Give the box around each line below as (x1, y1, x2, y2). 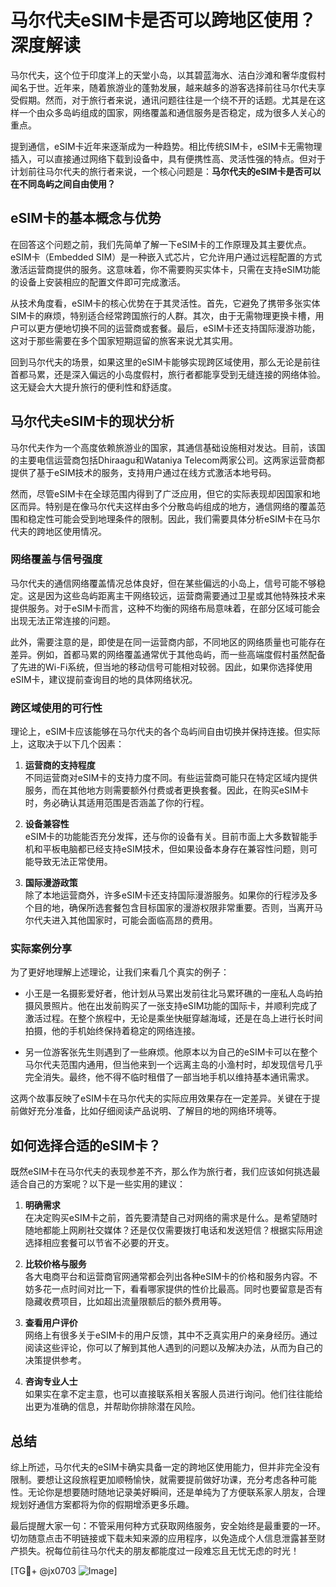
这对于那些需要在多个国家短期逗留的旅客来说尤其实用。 (10, 334, 238, 346)
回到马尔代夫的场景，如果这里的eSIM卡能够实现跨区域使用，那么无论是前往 (10, 356, 321, 368)
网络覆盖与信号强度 (10, 552, 103, 566)
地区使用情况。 (44, 525, 107, 537)
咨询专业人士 (24, 1376, 78, 1388)
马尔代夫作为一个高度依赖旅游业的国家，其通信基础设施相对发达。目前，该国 (10, 441, 326, 453)
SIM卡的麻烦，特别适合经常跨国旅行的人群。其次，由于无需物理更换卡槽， (10, 309, 316, 321)
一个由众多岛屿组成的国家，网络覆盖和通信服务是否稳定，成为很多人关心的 (18, 106, 326, 118)
